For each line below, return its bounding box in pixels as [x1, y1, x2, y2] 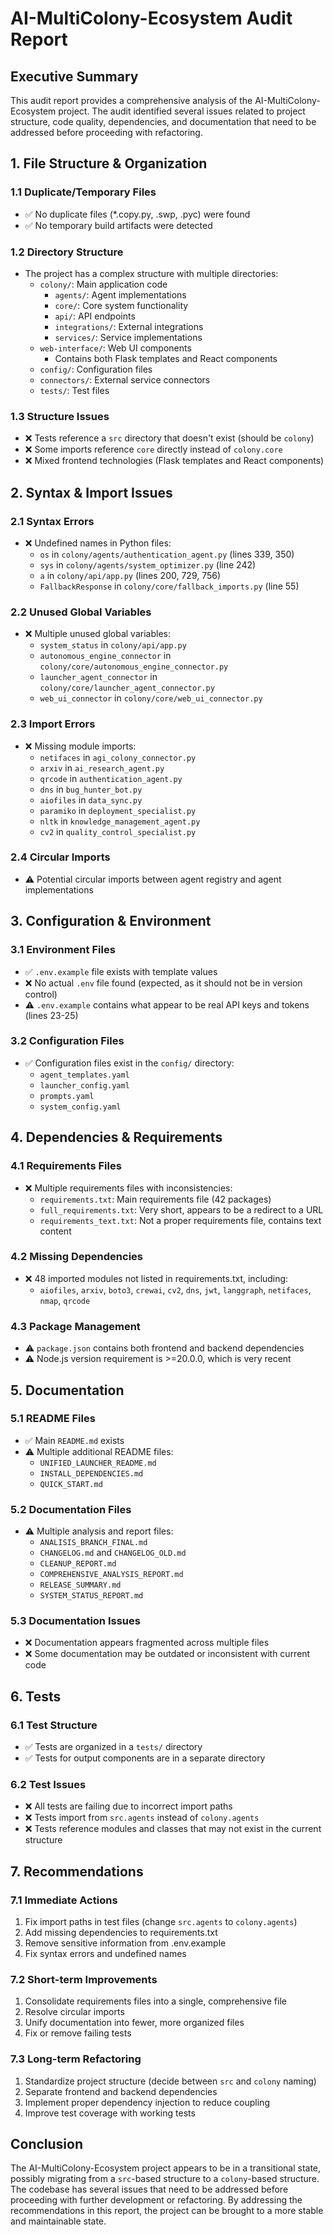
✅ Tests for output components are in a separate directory [24, 1752, 266, 1764]
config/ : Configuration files [39, 363, 153, 375]
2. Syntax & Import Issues [10, 484, 173, 501]
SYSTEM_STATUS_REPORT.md [39, 1591, 144, 1601]
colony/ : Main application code [39, 278, 168, 290]
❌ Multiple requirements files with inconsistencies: [24, 1182, 233, 1194]
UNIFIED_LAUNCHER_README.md [39, 1458, 157, 1468]
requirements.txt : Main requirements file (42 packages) [39, 1193, 272, 1205]
